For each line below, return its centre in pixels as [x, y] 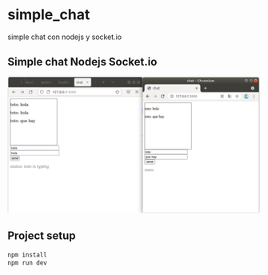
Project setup [42, 235]
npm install [27, 255]
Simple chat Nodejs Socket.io [82, 62]
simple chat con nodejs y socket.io [64, 37]
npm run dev [27, 263]
